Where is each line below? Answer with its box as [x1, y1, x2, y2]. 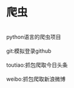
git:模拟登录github [6, 47, 52, 55]
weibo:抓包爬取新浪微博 [6, 75, 66, 83]
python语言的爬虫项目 [6, 33, 61, 40]
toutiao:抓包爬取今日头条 [6, 61, 68, 69]
